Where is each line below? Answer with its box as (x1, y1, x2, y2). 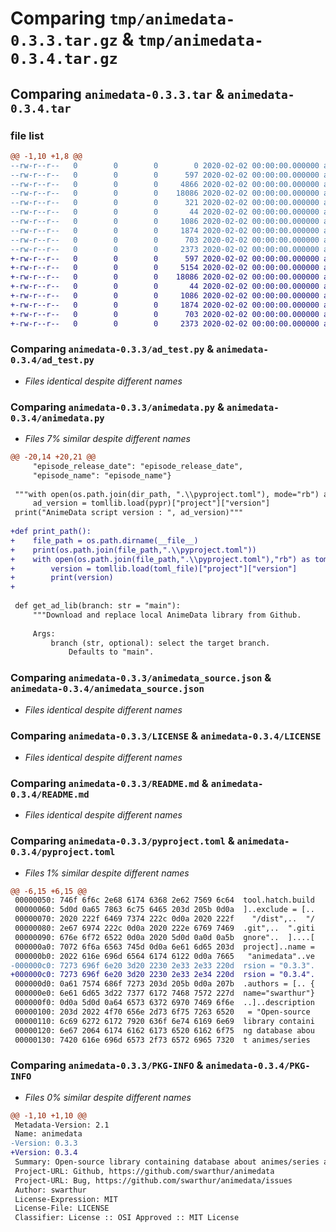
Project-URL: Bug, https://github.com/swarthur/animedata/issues (14, 1175, 293, 1186)
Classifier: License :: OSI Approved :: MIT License (14, 1213, 240, 1223)
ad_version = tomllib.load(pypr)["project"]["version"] (32, 498, 271, 509)
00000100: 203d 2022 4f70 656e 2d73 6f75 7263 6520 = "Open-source (14, 1007, 311, 1017)
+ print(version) (10, 573, 114, 583)
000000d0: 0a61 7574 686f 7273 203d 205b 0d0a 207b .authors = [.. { (14, 979, 315, 989)
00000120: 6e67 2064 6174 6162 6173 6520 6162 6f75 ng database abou (14, 1025, 315, 1036)
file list (10, 128, 45, 142)
